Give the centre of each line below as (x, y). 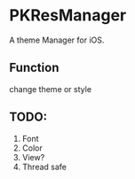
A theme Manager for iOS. (57, 40)
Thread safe (44, 167)
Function (34, 68)
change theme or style (50, 89)
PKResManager (68, 16)
